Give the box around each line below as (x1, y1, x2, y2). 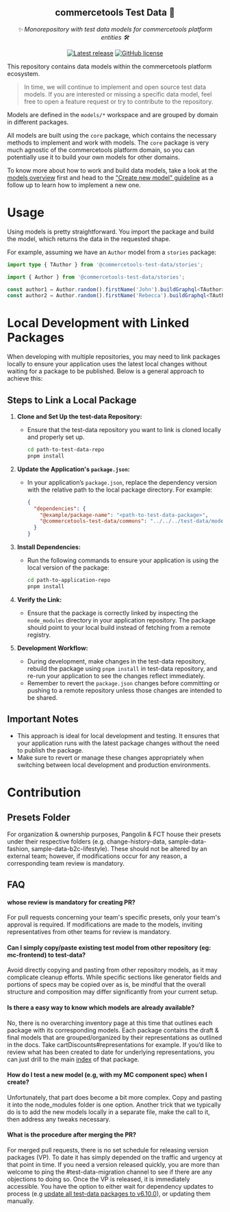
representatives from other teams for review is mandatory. (7, 928, 172, 936)
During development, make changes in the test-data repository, (27, 657, 207, 665)
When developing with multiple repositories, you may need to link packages (7, 353, 220, 361)
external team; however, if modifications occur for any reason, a (7, 852, 188, 860)
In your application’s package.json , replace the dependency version (27, 478, 217, 486)
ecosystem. (7, 69, 40, 77)
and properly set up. (27, 433, 85, 441)
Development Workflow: (16, 644, 88, 652)
